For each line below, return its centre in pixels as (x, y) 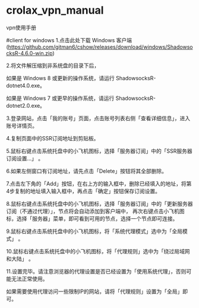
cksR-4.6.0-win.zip (29, 53)
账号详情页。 (22, 125)
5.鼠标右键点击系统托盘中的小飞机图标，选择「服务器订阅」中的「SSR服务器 (99, 151)
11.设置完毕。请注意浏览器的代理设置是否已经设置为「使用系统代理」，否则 (96, 271)
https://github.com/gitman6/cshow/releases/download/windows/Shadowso (100, 47)
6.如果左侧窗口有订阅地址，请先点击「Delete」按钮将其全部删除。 (87, 171)
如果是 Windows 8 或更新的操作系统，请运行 (60, 78)
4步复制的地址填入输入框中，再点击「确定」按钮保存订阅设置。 (83, 191)
